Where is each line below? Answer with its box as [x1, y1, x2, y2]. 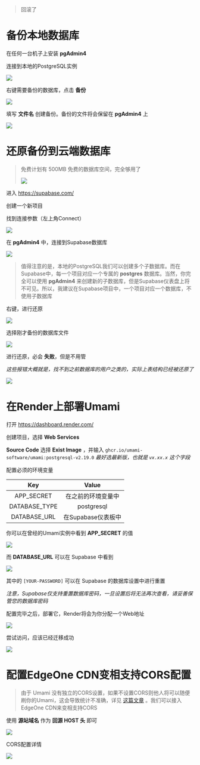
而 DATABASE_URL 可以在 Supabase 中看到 [6, 553, 114, 560]
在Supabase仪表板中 [63, 513, 122, 521]
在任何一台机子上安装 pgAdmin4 [6, 50, 87, 57]
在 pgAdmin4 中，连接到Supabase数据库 [6, 238, 108, 245]
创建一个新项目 [6, 202, 43, 209]
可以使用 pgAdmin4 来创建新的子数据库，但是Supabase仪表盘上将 [26, 277, 190, 284]
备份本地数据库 [6, 29, 80, 42]
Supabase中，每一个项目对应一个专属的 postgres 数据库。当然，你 [20, 270, 186, 277]
